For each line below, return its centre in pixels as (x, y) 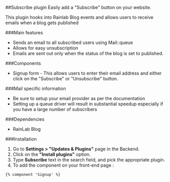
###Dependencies (25, 119)
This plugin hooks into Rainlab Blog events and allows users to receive (79, 17)
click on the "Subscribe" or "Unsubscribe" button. (66, 78)
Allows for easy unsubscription (45, 48)
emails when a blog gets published (42, 23)
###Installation (21, 139)
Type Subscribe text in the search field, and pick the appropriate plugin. (89, 160)
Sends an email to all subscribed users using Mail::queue (73, 42)
